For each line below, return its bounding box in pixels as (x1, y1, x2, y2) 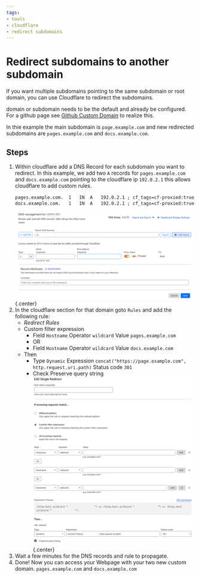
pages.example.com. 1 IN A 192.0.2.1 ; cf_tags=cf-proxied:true (14, 194, 195, 200)
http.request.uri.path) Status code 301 (32, 364, 133, 371)
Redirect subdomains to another (6, 55, 169, 69)
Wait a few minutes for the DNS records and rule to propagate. (14, 552, 169, 559)
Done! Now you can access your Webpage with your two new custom (14, 558, 187, 565)
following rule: (14, 313, 50, 320)
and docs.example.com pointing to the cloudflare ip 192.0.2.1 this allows (14, 176, 191, 182)
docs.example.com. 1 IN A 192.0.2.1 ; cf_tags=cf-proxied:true (14, 200, 195, 206)
